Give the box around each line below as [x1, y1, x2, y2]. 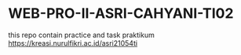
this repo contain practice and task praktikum [8, 30, 155, 40]
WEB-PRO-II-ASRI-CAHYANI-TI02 [8, 5, 234, 22]
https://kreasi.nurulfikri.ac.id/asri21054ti [8, 38, 138, 47]
